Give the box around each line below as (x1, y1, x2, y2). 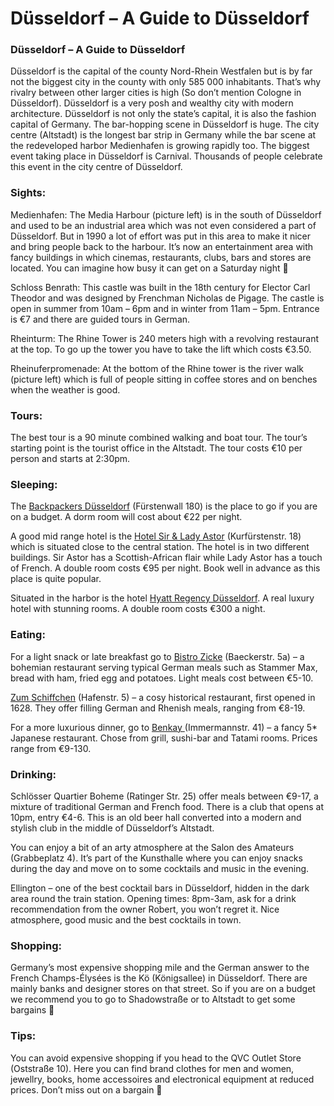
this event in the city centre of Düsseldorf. (10, 161, 183, 173)
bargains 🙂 (10, 1004, 55, 1016)
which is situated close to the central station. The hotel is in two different (10, 541, 310, 553)
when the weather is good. (10, 383, 121, 396)
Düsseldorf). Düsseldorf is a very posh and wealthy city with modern (10, 97, 294, 109)
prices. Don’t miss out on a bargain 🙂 (10, 1083, 163, 1096)
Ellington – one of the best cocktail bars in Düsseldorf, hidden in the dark (10, 882, 310, 894)
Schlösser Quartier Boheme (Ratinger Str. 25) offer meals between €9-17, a (10, 790, 319, 802)
